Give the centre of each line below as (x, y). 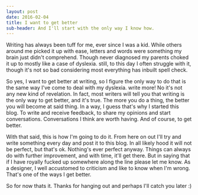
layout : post (22, 12)
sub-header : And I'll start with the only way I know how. (80, 28)
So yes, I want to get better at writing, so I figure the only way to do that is (96, 82)
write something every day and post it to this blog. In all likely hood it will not (99, 143)
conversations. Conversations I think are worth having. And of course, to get (99, 119)
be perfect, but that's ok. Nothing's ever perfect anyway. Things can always (98, 149)
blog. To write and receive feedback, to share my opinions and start (88, 113)
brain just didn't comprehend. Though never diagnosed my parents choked (98, 57)
